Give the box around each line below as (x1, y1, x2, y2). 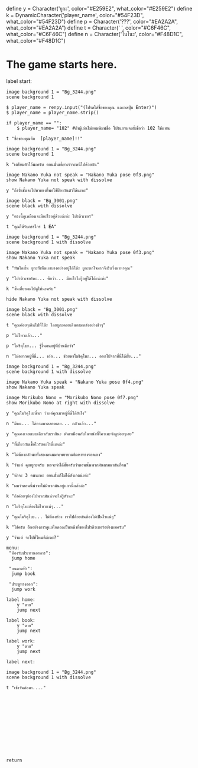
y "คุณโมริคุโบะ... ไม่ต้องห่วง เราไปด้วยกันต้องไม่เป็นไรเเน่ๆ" (6, 513, 116, 520)
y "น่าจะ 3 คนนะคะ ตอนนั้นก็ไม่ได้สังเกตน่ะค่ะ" (6, 472, 92, 478)
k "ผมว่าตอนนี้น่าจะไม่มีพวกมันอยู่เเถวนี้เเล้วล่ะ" (6, 483, 87, 489)
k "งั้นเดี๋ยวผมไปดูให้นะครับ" (6, 285, 56, 292)
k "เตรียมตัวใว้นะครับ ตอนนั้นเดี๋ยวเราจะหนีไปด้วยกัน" (6, 161, 100, 168)
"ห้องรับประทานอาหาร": (8, 550, 51, 556)
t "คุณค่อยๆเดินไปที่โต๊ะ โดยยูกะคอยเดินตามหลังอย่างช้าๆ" (6, 322, 106, 328)
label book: (6, 617, 35, 624)
